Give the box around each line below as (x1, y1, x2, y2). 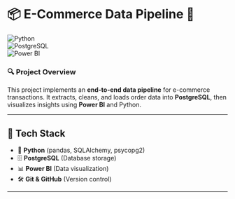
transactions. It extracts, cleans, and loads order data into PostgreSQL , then (7, 93, 227, 102)
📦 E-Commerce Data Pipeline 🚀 (7, 6, 194, 22)
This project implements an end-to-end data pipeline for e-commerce (7, 85, 211, 94)
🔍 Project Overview (7, 67, 76, 76)
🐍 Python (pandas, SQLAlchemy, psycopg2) (17, 146, 145, 155)
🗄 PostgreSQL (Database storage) (17, 154, 117, 163)
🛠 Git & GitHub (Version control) (17, 175, 112, 184)
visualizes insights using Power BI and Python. (7, 100, 142, 109)
